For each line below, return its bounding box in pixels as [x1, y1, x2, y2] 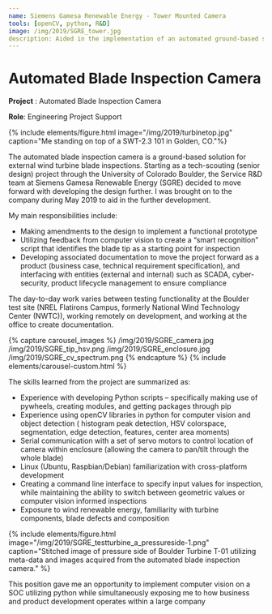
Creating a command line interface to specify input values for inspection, [19, 479, 264, 489]
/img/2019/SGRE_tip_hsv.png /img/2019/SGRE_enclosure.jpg [8, 344, 210, 354]
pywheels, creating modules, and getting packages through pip [19, 401, 232, 411]
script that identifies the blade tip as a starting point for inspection [19, 244, 240, 254]
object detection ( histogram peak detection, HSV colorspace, [19, 419, 227, 428]
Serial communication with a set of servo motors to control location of [19, 436, 253, 446]
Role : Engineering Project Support [8, 112, 122, 122]
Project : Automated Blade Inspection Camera [8, 97, 162, 106]
